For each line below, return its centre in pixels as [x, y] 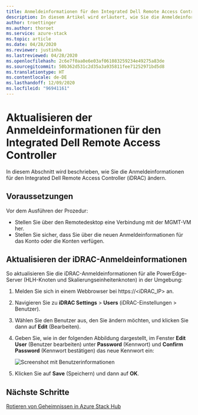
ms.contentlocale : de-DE [37, 77]
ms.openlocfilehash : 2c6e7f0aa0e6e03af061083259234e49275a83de [85, 61]
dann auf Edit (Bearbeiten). [48, 327]
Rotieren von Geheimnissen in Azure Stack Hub [64, 406]
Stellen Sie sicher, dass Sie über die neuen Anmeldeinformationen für [99, 234]
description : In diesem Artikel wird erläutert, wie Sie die [83, 17]
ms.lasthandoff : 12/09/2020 [41, 83]
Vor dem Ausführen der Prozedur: [47, 211]
